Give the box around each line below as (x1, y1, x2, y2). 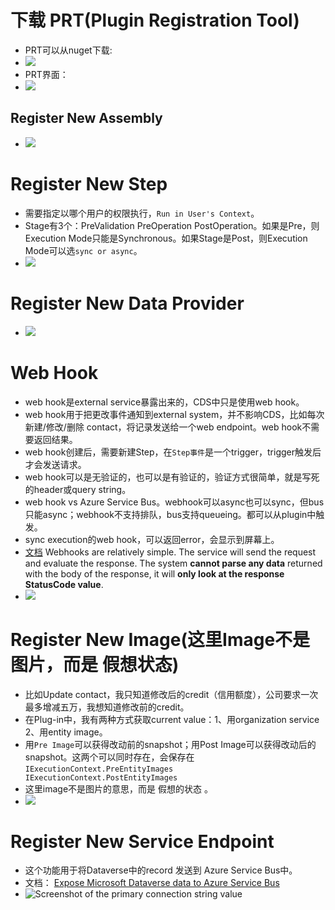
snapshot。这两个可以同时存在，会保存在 (24, 751, 195, 763)
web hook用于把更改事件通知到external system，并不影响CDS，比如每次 (24, 408, 325, 420)
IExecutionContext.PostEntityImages (24, 772, 178, 783)
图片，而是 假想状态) (10, 653, 180, 676)
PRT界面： (24, 68, 69, 80)
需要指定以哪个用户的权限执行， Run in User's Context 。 (24, 207, 260, 219)
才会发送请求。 (24, 458, 87, 470)
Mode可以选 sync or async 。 (24, 244, 143, 256)
